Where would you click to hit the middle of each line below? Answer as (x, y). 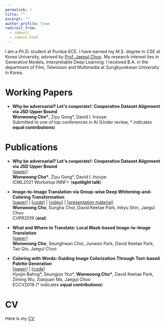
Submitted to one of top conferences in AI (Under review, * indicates (82, 122)
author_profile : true (27, 24)
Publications (31, 147)
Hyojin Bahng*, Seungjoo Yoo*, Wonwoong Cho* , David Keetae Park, (83, 274)
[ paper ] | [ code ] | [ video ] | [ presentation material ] (63, 202)
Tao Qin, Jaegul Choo (34, 249)
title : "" (15, 14)
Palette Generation (32, 264)
